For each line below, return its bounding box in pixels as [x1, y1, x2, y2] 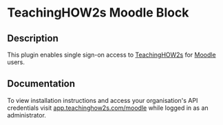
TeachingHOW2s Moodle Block [7, 5, 189, 21]
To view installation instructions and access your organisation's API [7, 96, 198, 104]
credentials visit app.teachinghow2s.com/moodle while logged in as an [7, 104, 209, 112]
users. [7, 58, 25, 66]
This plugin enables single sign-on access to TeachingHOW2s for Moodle [7, 50, 216, 59]
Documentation [7, 78, 76, 90]
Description [7, 32, 59, 44]
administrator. [7, 110, 47, 119]
